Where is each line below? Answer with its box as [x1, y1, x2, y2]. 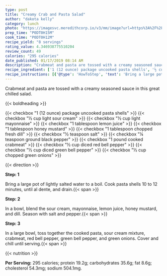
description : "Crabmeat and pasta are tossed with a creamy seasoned [5, 63, 153, 68]
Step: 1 [5, 171, 20, 177]
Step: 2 [5, 196, 21, 202]
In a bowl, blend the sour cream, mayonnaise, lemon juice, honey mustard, [5, 206, 158, 211]
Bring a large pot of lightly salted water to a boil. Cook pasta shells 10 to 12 [5, 181, 158, 187]
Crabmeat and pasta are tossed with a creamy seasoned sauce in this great [5, 85, 160, 91]
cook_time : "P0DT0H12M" [5, 35, 55, 40]
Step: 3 [5, 220, 21, 226]
